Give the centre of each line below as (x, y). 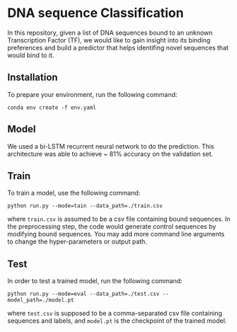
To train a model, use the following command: (74, 193)
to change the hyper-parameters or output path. (77, 241)
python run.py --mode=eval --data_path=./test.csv (83, 294)
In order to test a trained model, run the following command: (95, 281)
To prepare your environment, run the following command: (92, 94)
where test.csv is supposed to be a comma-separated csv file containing (115, 314)
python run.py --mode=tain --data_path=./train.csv (85, 206)
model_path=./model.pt (41, 300)
